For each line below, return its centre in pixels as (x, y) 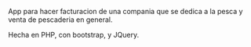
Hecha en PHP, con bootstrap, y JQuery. (74, 35)
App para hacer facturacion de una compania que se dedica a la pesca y (125, 11)
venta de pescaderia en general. (60, 20)
